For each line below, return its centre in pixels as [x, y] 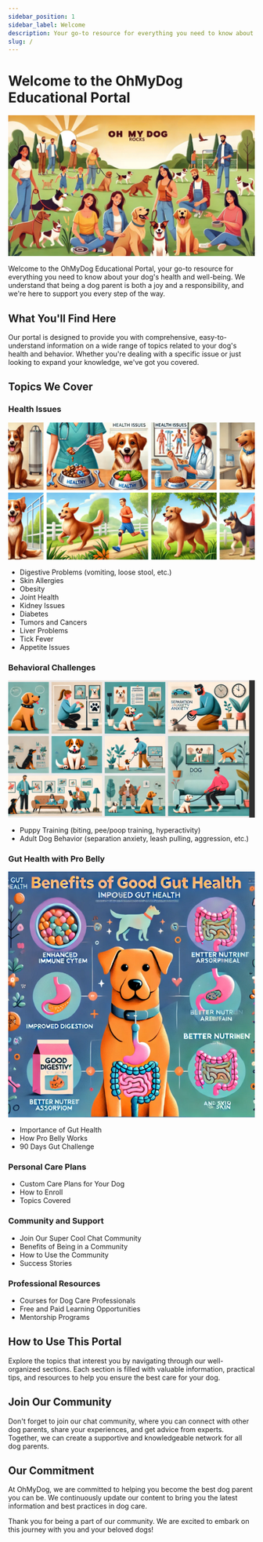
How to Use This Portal [65, 1342]
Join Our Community [60, 1402]
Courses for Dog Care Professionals [77, 1300]
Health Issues [35, 410]
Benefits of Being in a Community [74, 1246]
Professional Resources [54, 1283]
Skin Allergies [41, 580]
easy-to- [213, 337]
